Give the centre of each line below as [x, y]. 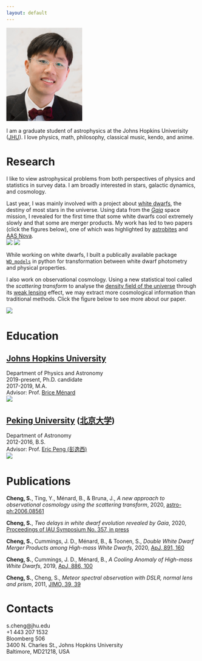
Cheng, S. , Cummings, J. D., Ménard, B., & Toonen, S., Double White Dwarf [100, 541]
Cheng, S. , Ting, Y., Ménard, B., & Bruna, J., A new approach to [86, 498]
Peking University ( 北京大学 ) [61, 420]
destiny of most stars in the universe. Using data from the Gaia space [93, 210]
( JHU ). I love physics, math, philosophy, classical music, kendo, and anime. [100, 138]
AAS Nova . [20, 236]
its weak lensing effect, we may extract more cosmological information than [101, 293]
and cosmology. [26, 192]
